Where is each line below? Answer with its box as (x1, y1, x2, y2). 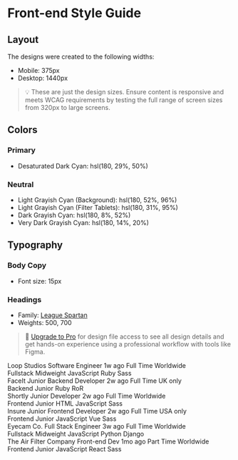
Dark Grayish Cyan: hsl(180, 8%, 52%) (17, 211, 131, 219)
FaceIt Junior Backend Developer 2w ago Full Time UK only (7, 376, 182, 385)
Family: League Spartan (17, 311, 88, 319)
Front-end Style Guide (7, 5, 141, 21)
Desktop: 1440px (17, 74, 68, 82)
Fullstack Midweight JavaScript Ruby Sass (7, 369, 132, 377)
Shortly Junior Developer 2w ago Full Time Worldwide (7, 391, 166, 400)
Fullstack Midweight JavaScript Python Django (7, 429, 145, 438)
